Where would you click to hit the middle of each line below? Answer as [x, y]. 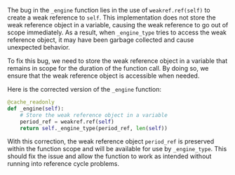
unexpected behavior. [39, 47]
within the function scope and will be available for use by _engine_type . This [117, 149]
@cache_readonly [31, 102]
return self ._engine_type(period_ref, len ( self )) [94, 128]
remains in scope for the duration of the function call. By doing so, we [108, 68]
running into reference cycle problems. [63, 164]
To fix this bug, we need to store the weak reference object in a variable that [117, 61]
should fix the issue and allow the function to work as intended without [109, 156]
